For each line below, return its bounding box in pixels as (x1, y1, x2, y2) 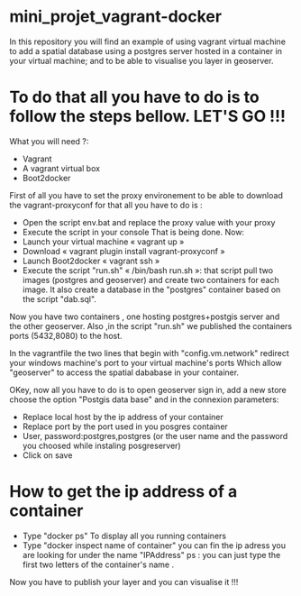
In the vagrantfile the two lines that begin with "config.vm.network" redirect (9, 347, 290, 358)
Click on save (22, 449, 73, 461)
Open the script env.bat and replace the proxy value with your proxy (22, 216, 276, 227)
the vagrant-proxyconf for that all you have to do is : (9, 199, 203, 210)
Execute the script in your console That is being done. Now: (22, 226, 245, 237)
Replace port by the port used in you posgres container (22, 421, 228, 432)
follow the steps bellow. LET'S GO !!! (9, 106, 287, 127)
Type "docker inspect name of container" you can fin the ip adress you (22, 539, 287, 551)
